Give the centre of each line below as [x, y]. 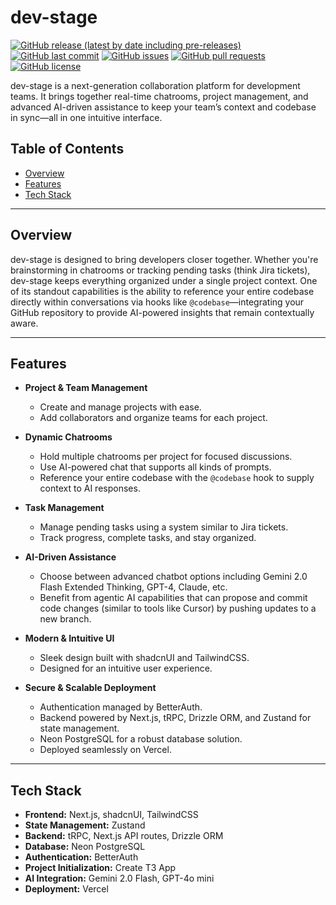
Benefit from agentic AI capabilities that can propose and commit [173, 598]
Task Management [64, 508]
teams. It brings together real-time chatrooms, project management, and [159, 96]
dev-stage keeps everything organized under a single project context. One [164, 280]
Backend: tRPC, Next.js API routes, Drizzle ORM [124, 836]
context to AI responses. [90, 488]
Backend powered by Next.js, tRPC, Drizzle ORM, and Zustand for [175, 718]
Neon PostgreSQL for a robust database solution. [141, 739]
